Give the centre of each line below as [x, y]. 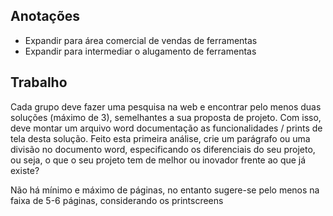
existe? [25, 170]
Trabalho [39, 82]
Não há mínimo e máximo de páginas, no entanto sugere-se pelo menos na [165, 190]
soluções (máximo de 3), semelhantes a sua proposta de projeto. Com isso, [166, 117]
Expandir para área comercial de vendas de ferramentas [141, 40]
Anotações [45, 16]
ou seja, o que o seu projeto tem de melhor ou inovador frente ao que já [158, 160]
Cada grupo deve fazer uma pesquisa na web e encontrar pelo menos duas [166, 106]
